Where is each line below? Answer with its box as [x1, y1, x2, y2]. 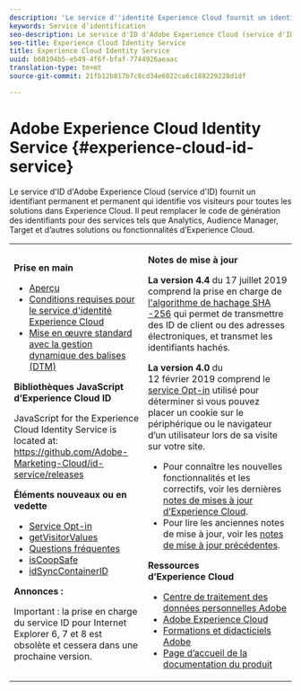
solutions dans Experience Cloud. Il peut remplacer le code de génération [9, 205, 280, 216]
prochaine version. [13, 650, 92, 662]
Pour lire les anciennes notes [162, 516, 285, 528]
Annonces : [13, 585, 64, 598]
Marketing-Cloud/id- [13, 456, 105, 469]
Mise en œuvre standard [29, 326, 133, 339]
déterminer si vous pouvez [147, 394, 260, 407]
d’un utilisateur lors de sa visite [147, 429, 278, 441]
